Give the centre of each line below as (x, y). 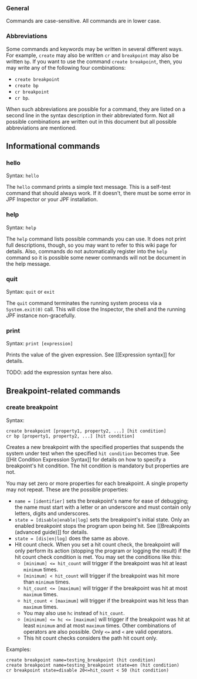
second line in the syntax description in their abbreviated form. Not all (90, 115)
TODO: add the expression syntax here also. (60, 372)
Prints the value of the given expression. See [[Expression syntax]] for (91, 355)
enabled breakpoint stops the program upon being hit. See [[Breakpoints (102, 525)
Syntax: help (21, 228)
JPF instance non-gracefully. (41, 315)
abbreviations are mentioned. (42, 128)
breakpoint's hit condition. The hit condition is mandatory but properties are (98, 466)
